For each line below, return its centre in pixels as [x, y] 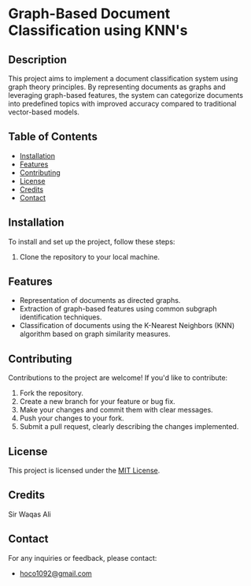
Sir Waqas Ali [30, 514]
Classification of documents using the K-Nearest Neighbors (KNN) [127, 326]
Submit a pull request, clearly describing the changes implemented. [129, 427]
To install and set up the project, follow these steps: [92, 241]
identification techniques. [61, 317]
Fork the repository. [52, 393]
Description [37, 60]
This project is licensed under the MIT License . [84, 471]
